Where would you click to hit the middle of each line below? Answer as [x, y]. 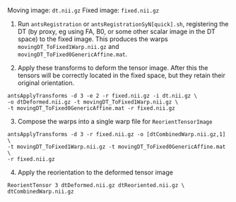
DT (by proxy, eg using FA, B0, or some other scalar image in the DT [116, 32]
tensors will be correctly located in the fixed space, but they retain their [122, 75]
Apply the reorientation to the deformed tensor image [95, 172]
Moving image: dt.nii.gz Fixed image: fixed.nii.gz [83, 10]
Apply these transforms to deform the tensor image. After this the [113, 68]
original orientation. [46, 83]
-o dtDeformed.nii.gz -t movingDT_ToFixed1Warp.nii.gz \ [93, 102]
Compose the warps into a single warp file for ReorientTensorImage [115, 121]
